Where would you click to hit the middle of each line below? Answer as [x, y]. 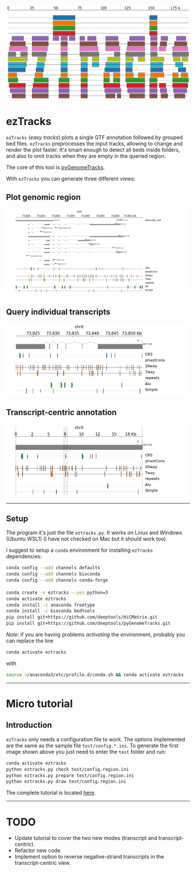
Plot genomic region [43, 197]
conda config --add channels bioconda [53, 574]
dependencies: [24, 556]
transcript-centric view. [43, 863]
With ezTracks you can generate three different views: [71, 179]
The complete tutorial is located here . [51, 793]
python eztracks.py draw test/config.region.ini [66, 782]
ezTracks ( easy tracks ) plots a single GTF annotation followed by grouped [94, 137]
